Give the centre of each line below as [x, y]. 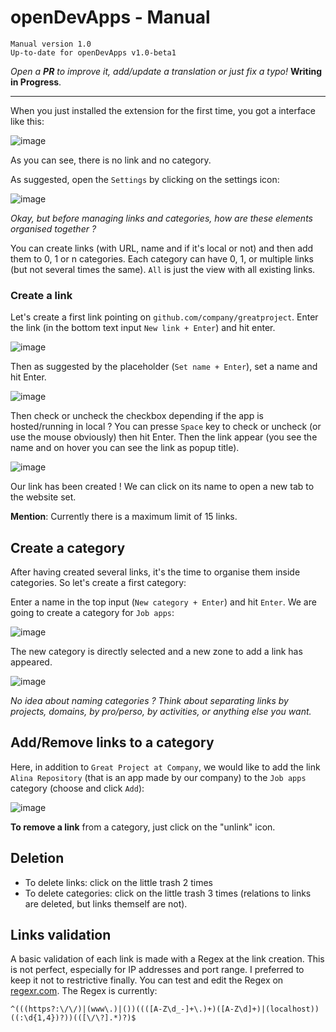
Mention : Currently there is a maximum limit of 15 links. [124, 517]
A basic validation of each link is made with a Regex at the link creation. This [167, 959]
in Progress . [36, 82]
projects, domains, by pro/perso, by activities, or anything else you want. [161, 712]
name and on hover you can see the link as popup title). [125, 448]
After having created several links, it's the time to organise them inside [155, 572]
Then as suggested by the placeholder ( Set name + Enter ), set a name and [164, 367]
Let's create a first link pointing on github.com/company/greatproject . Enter [164, 317]
